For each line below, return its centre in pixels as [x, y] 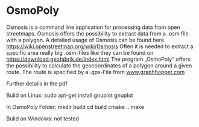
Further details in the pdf [37, 83]
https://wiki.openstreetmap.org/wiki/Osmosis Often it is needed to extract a [100, 46]
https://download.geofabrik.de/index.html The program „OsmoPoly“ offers [99, 59]
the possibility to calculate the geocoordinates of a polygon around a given [99, 65]
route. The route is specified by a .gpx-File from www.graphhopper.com [96, 72]
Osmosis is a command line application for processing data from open [93, 27]
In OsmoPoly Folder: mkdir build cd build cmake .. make [75, 107]
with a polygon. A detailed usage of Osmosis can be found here [85, 40]
